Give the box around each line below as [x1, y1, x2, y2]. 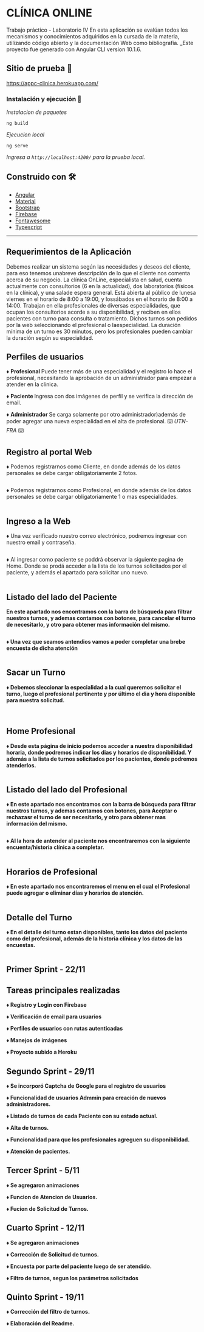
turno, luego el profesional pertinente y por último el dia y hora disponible [6, 690, 195, 697]
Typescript [15, 223, 42, 231]
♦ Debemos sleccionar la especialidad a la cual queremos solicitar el [6, 683, 182, 691]
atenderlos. [6, 761, 36, 769]
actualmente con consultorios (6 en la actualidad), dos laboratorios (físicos [6, 282, 194, 289]
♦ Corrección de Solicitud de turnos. [6, 1250, 99, 1258]
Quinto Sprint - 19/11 [6, 1292, 84, 1303]
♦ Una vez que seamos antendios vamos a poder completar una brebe [6, 638, 186, 645]
